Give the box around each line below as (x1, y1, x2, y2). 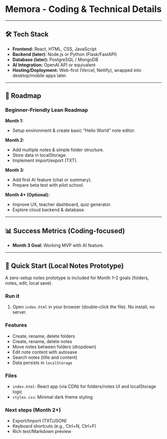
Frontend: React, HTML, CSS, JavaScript (12, 46, 97, 52)
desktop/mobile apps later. (12, 72, 67, 78)
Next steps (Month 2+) (5, 406, 61, 413)
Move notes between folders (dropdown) (12, 344, 97, 350)
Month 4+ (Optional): (5, 192, 50, 198)
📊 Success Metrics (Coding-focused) (5, 226, 125, 235)
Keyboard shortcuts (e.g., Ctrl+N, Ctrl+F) (12, 423, 96, 429)
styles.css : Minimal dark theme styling (12, 394, 93, 400)
